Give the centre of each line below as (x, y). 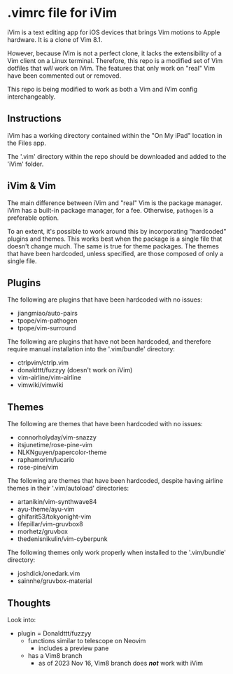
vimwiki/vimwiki (40, 385)
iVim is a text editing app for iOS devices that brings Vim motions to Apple (114, 32)
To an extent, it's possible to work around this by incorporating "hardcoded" (117, 231)
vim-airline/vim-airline (49, 378)
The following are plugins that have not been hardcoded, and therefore (109, 342)
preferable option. (33, 218)
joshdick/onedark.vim (49, 574)
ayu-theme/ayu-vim (46, 510)
